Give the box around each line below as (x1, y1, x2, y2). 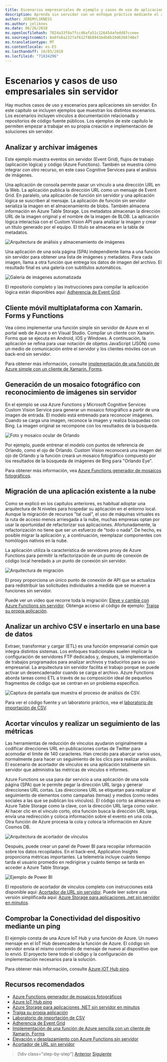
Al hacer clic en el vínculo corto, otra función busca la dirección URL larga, (5, 808, 158, 814)
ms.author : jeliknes (5, 21, 48, 26)
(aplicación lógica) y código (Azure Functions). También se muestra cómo (5, 161, 157, 167)
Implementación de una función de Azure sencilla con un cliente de (12, 1025, 151, 1031)
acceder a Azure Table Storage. (5, 865, 71, 871)
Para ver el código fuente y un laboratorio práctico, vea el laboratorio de (5, 699, 153, 705)
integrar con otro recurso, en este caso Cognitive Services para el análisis (5, 167, 157, 173)
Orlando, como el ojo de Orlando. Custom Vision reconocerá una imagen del (5, 447, 162, 453)
